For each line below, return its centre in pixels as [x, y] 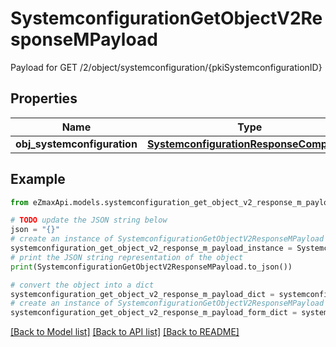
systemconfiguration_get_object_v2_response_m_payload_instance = [151, 248]
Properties [44, 98]
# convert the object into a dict [82, 285]
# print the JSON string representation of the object [127, 257]
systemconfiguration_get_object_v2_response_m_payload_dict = [142, 294]
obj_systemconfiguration [76, 144]
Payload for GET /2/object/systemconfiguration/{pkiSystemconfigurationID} [166, 67]
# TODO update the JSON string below [89, 220]
